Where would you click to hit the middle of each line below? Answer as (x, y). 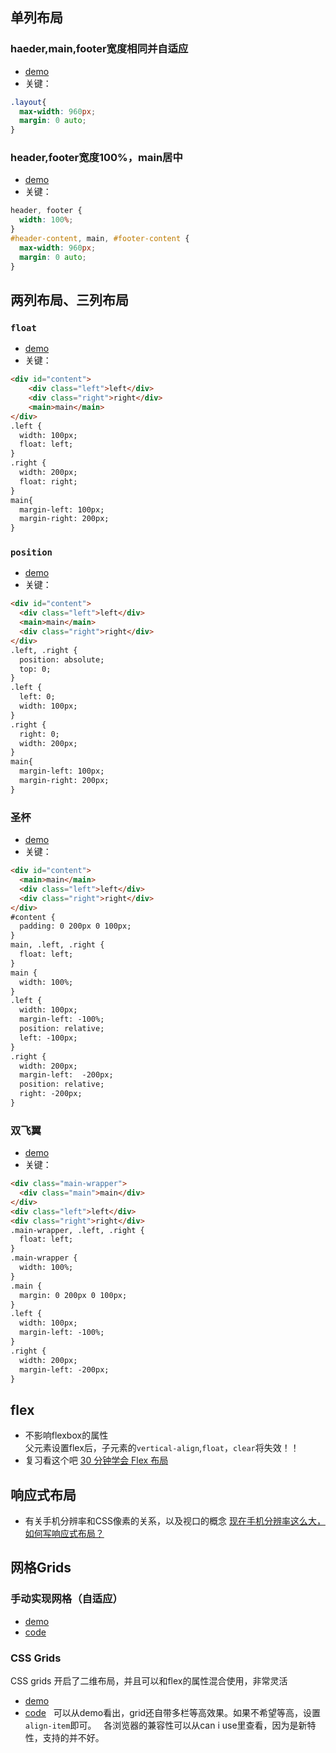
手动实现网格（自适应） (66, 1599)
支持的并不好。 (73, 1738)
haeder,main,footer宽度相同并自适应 (99, 49)
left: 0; (37, 697)
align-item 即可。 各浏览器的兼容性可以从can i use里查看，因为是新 (166, 1725)
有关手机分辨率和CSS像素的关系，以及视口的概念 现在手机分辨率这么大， (175, 1521)
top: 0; (35, 669)
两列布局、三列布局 (69, 300)
